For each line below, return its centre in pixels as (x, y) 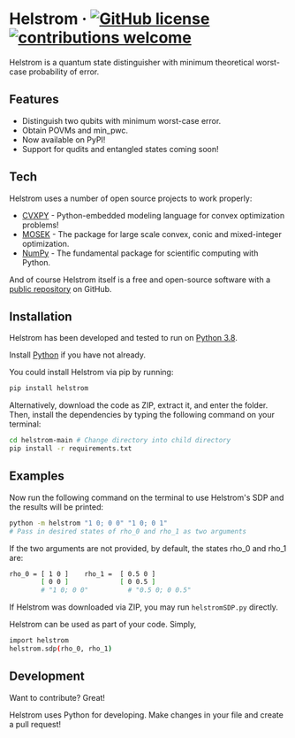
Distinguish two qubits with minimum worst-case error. (121, 120)
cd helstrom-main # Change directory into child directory (120, 441)
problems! (40, 225)
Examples (37, 477)
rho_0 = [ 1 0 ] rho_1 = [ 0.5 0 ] (83, 574)
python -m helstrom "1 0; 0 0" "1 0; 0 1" (88, 523)
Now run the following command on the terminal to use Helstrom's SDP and (147, 497)
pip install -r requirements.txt (71, 449)
